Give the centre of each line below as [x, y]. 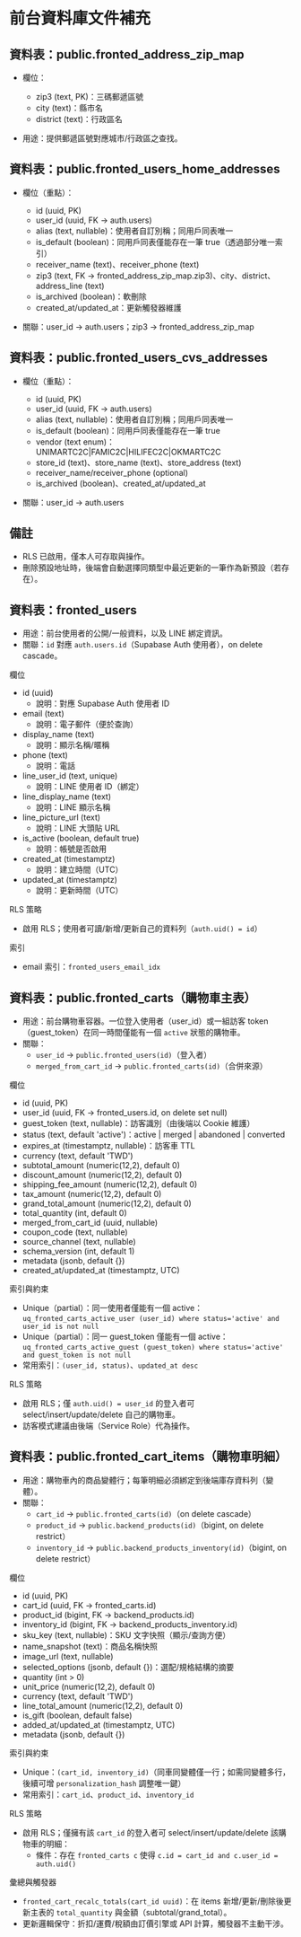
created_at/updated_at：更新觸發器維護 [108, 307]
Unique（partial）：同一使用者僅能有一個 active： [112, 1308]
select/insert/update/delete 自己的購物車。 [101, 1414]
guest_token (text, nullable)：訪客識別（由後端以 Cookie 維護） [138, 1123]
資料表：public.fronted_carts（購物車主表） [133, 998]
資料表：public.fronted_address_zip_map [127, 54]
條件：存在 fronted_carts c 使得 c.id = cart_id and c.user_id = [157, 1854]
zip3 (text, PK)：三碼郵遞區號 [90, 97]
